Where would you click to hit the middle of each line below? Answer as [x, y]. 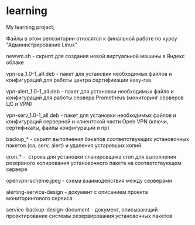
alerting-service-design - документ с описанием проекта [77, 192]
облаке [15, 62]
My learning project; [30, 27]
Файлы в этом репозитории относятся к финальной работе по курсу [92, 38]
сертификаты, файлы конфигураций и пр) [58, 127]
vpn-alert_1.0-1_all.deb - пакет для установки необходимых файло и [90, 91]
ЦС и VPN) [19, 103]
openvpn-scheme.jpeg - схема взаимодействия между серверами [89, 180]
